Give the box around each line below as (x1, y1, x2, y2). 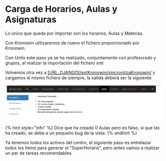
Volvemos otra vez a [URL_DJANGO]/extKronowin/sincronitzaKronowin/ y (5, 69, 156, 75)
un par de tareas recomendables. (5, 150, 73, 156)
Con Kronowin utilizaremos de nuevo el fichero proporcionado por (5, 40, 140, 45)
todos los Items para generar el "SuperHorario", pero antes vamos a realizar (5, 145, 160, 151)
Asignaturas (5, 14, 57, 25)
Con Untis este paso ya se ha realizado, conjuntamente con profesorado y (5, 54, 157, 60)
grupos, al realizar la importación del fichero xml (5, 60, 104, 66)
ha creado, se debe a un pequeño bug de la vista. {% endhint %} (5, 130, 137, 136)
